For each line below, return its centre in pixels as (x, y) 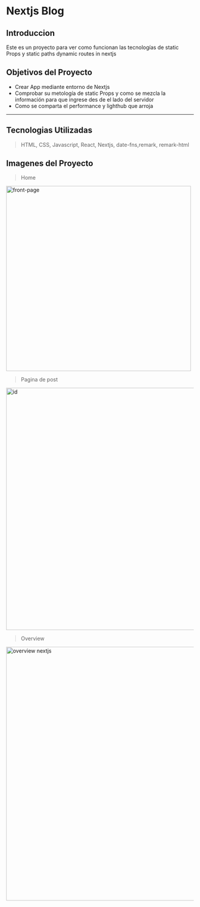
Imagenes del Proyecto (50, 163)
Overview (32, 639)
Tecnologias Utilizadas (49, 130)
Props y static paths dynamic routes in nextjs (61, 54)
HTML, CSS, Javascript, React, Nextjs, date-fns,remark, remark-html (105, 144)
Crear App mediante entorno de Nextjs (62, 87)
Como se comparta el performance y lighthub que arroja (84, 106)
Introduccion (31, 33)
